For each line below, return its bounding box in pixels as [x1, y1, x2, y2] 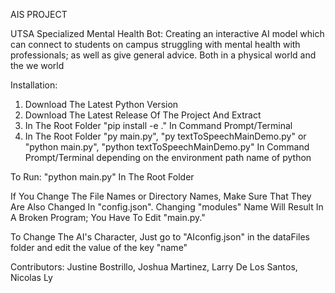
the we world [10, 60, 65, 71]
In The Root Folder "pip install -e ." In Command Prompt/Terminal [24, 120, 293, 131]
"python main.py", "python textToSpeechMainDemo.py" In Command [24, 141, 310, 153]
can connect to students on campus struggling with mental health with [10, 39, 301, 50]
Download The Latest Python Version [24, 99, 179, 110]
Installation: [10, 79, 58, 91]
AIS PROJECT [10, 9, 68, 20]
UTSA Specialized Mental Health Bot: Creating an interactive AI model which [10, 28, 325, 39]
